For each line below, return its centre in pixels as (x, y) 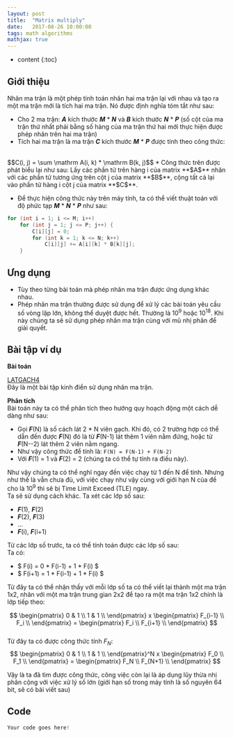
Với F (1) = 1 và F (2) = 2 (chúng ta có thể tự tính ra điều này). (103, 459)
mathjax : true (28, 40)
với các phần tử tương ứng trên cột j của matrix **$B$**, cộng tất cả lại (111, 177)
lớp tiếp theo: (26, 602)
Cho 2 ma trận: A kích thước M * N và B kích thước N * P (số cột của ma (120, 119)
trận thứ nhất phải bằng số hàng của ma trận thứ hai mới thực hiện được (120, 126)
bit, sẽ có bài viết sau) (39, 689)
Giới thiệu (29, 81)
